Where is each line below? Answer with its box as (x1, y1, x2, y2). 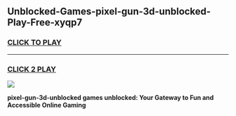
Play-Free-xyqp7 (7, 17, 83, 29)
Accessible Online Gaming (7, 101, 86, 109)
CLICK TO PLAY (7, 38, 62, 48)
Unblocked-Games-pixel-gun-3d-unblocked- (7, 6, 211, 18)
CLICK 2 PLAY (7, 64, 56, 74)
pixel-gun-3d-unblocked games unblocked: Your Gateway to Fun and (7, 93, 214, 101)
